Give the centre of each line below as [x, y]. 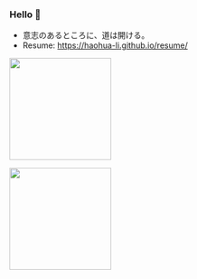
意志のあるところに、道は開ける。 [86, 35]
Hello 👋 [25, 14]
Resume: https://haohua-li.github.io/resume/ [105, 45]
